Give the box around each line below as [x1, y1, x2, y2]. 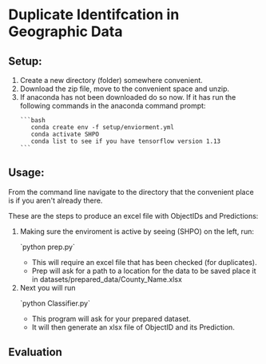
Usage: [8, 166, 46, 180]
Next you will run [19, 283, 76, 292]
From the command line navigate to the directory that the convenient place [8, 187, 254, 196]
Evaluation [8, 346, 62, 359]
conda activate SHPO [30, 130, 100, 138]
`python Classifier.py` [19, 298, 90, 308]
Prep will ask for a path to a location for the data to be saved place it [31, 266, 257, 275]
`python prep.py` [19, 242, 76, 251]
